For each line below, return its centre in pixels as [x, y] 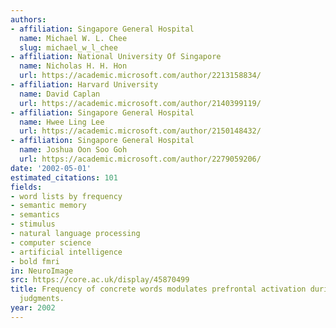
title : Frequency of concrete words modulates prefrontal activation [158, 289]
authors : [28, 19]
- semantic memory [48, 206]
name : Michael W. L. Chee [73, 38]
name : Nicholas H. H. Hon [73, 66]
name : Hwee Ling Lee [62, 122]
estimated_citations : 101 [64, 177]
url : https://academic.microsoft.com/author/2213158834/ [140, 76]
